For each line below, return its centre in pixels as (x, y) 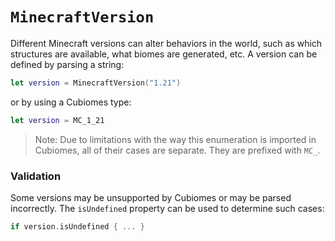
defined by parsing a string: (67, 64)
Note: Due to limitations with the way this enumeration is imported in (175, 139)
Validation (36, 176)
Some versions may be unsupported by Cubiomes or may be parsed (151, 197)
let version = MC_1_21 (57, 120)
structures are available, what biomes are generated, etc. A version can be (164, 54)
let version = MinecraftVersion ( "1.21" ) (96, 83)
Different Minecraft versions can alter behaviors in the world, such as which (166, 43)
